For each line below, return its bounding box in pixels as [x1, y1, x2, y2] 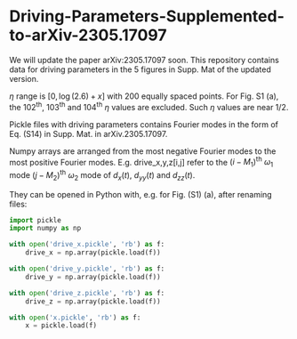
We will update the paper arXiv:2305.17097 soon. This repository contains [9, 54, 280, 65]
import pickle [9, 215, 62, 224]
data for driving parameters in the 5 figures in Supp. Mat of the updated [9, 64, 271, 75]
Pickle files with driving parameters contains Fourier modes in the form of [9, 118, 278, 130]
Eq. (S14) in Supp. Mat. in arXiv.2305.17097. [9, 128, 168, 139]
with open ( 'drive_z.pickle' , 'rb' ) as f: [9, 288, 165, 297]
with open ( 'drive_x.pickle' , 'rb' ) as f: [9, 240, 165, 249]
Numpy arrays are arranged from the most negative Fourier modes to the [9, 145, 277, 157]
